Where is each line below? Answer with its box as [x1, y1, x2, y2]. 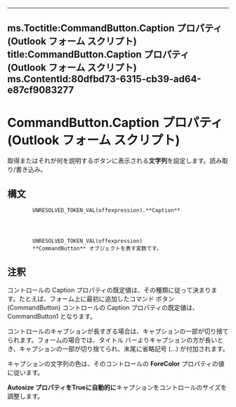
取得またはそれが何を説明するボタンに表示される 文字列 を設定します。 [7, 156, 210, 165]
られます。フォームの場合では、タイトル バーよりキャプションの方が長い [7, 335, 218, 344]
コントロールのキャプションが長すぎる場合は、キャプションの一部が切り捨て [7, 327, 229, 335]
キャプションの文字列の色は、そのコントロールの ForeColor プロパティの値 [7, 359, 225, 368]
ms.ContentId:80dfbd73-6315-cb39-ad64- [7, 73, 202, 85]
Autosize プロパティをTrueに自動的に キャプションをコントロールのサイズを [7, 383, 227, 392]
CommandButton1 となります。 [7, 312, 97, 320]
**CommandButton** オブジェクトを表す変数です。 [32, 245, 162, 253]
